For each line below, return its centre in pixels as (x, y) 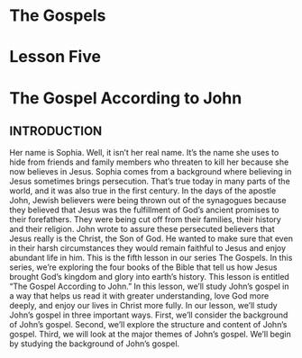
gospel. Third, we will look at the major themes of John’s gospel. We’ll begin (150, 335)
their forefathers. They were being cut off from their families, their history (145, 219)
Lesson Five (55, 57)
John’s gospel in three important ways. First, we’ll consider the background (149, 315)
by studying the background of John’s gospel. (95, 344)
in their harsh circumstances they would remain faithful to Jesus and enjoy (148, 248)
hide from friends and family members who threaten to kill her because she (149, 162)
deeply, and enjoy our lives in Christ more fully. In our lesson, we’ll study (143, 306)
